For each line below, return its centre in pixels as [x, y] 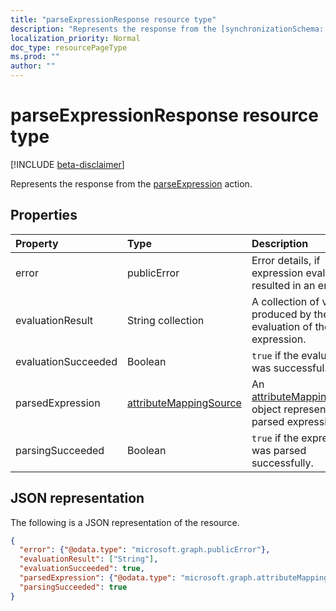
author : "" [33, 66]
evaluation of [282, 326]
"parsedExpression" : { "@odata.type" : [98, 578]
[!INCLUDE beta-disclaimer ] [67, 164]
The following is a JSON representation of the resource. [125, 522]
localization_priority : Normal [75, 38]
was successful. [289, 368]
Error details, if [286, 260]
